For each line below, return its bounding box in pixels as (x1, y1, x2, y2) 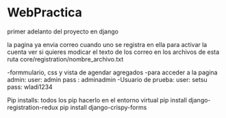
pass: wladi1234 (7, 83, 53, 91)
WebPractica (7, 5, 82, 20)
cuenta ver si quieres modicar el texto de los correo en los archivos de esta (7, 48, 220, 56)
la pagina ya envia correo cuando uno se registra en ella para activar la (7, 40, 208, 48)
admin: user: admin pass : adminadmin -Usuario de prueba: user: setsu (7, 75, 208, 83)
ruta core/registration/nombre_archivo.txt (7, 55, 124, 63)
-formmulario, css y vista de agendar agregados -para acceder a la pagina (7, 68, 218, 76)
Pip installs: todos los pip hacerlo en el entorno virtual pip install (7, 95, 187, 104)
